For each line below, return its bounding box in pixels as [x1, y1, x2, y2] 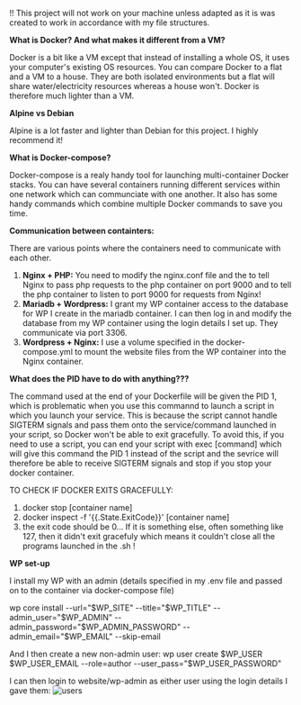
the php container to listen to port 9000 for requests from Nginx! [22, 289, 261, 300]
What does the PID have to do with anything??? [9, 374, 190, 384]
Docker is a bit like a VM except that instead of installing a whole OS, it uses [9, 52, 290, 62]
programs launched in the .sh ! [22, 540, 137, 551]
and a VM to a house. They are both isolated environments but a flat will [9, 71, 276, 82]
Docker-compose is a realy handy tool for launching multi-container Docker [9, 170, 289, 180]
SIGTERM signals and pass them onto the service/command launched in [9, 420, 277, 430]
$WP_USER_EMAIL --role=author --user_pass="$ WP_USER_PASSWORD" [9, 658, 282, 669]
